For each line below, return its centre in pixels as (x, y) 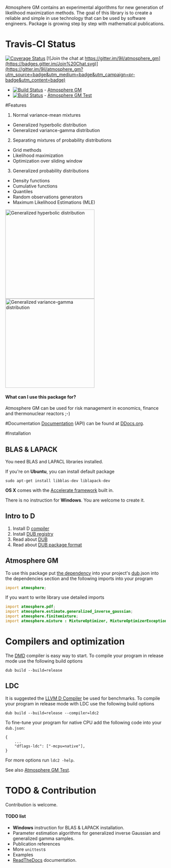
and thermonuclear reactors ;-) (38, 414)
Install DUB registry (33, 534)
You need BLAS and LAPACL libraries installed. (54, 461)
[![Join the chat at (65, 58)
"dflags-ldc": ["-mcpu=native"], (50, 746)
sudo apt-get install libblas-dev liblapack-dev (58, 481)
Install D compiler (31, 528)
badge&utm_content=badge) (35, 80)
